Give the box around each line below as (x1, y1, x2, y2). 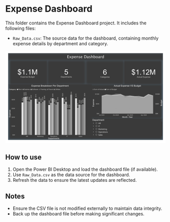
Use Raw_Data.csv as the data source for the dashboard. (12, 172, 130, 178)
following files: (5, 25, 36, 31)
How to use (5, 153, 42, 162)
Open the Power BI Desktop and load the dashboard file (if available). (12, 166, 158, 173)
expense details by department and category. (12, 40, 108, 46)
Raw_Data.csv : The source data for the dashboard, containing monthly (12, 35, 159, 41)
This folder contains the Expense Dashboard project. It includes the (5, 20, 147, 26)
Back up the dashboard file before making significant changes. (12, 210, 145, 216)
